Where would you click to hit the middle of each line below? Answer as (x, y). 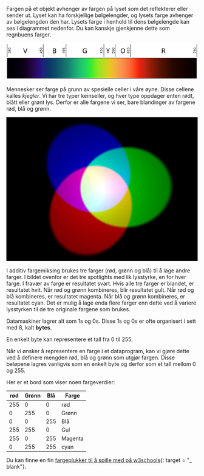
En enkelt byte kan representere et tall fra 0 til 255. (70, 339)
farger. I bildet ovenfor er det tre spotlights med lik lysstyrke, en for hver (96, 277)
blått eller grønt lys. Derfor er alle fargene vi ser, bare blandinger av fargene (101, 102)
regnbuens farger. (29, 35)
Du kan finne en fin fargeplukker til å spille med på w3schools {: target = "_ (99, 460)
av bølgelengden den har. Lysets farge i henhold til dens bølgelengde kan (98, 22)
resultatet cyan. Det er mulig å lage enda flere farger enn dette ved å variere (101, 303)
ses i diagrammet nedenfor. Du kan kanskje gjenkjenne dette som (88, 28)
